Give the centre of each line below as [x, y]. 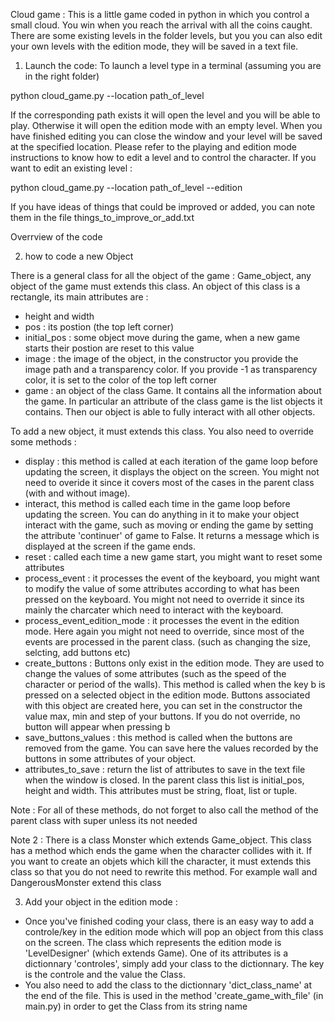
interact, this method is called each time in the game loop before [157, 503]
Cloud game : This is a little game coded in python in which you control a [160, 14]
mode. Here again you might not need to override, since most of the [164, 631]
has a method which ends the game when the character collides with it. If [161, 850]
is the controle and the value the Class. [105, 974]
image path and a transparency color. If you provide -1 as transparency [171, 369]
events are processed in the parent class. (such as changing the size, [168, 642]
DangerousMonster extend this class [86, 882]
